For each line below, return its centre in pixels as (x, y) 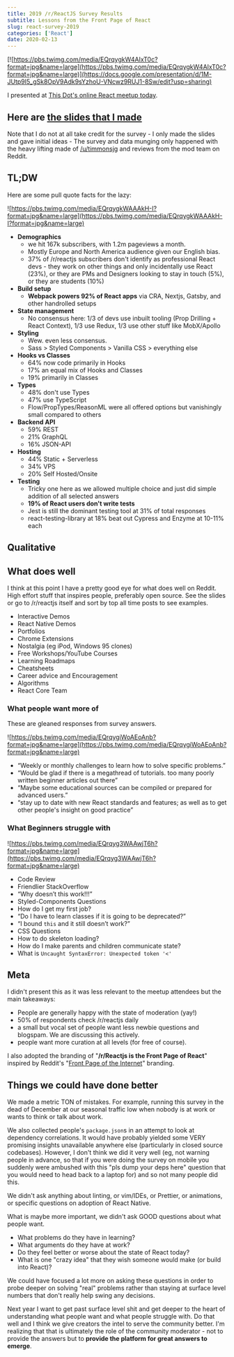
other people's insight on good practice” (75, 810)
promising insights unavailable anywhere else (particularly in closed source (115, 1145)
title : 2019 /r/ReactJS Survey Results (65, 14)
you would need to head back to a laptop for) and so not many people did (112, 1175)
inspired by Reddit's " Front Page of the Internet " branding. (91, 1063)
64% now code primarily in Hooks (77, 363)
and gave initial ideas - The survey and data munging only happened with (112, 141)
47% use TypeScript (57, 400)
